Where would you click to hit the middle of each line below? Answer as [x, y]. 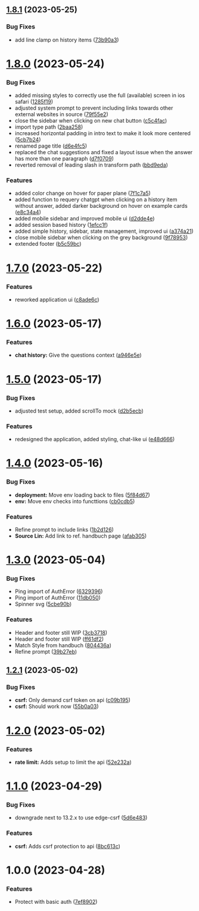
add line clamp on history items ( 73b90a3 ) [67, 40]
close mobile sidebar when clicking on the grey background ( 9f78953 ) [101, 238]
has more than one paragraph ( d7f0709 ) [64, 159]
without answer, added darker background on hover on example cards [101, 206]
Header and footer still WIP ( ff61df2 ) [59, 639]
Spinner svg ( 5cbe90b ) [43, 604]
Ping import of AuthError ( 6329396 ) [59, 591]
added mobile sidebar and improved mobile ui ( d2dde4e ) [85, 219]
